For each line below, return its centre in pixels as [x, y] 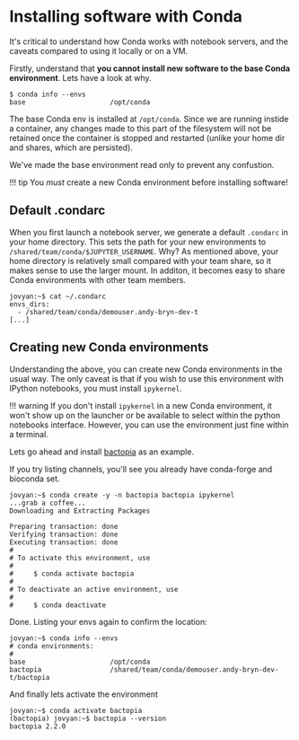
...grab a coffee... [48, 503]
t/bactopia [30, 677]
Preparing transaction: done [64, 526]
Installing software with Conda [126, 17]
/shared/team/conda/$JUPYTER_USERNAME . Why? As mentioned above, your [144, 251]
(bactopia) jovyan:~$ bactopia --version [88, 718]
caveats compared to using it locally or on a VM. [99, 50]
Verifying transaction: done [64, 534]
